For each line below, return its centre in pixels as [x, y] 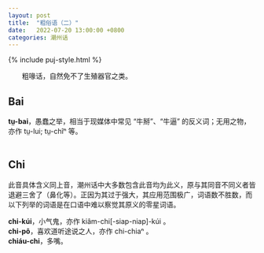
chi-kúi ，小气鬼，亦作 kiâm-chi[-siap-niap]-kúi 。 [89, 221]
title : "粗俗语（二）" [43, 23]
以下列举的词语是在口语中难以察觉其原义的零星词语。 [94, 204]
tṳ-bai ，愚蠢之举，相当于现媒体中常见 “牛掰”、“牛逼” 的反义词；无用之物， [130, 121]
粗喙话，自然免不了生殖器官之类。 [77, 76]
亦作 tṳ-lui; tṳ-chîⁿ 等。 [45, 132]
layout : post [29, 15]
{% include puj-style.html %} [55, 60]
